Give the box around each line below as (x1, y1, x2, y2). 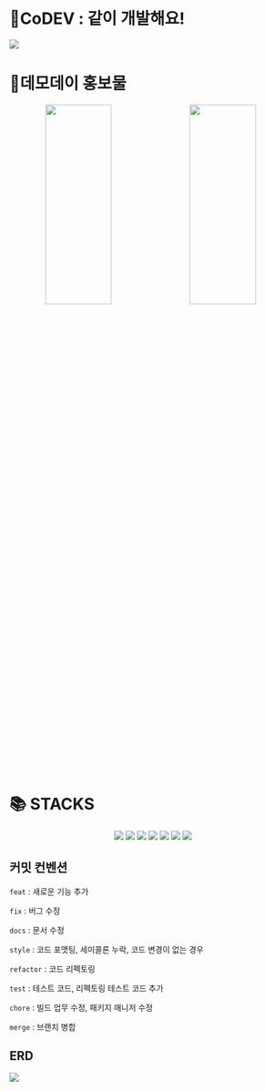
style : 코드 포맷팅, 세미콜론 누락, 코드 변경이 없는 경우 (9, 943, 204, 954)
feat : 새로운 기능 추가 (9, 885, 89, 897)
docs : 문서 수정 (9, 924, 66, 935)
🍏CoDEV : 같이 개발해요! (9, 8, 185, 29)
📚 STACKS (9, 794, 96, 815)
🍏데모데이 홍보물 (9, 74, 127, 94)
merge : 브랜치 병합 (9, 1021, 76, 1032)
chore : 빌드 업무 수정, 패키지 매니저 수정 (9, 1002, 153, 1013)
